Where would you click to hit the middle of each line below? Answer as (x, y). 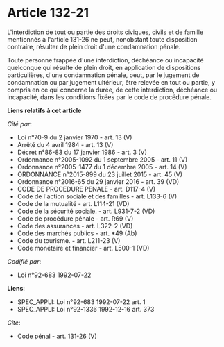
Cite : (14, 322)
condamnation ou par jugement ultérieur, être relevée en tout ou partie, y (111, 82)
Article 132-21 (48, 13)
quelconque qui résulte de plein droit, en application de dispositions (104, 67)
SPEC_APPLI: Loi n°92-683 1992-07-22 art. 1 (81, 302)
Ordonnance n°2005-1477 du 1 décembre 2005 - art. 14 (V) (102, 167)
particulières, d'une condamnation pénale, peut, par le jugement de (103, 75)
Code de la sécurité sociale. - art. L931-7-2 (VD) (86, 211)
